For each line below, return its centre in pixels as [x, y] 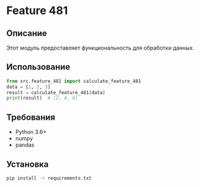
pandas [25, 145]
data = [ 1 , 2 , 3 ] [29, 87]
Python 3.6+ [31, 132]
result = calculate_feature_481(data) [56, 92]
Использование [38, 67]
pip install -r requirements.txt [49, 178]
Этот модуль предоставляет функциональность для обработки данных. [100, 48]
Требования [31, 117]
